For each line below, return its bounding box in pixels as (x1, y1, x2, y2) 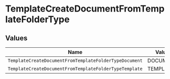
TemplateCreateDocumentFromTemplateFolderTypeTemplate (8, 66, 143, 71)
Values (5, 34, 28, 42)
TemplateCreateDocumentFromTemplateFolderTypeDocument (8, 58, 143, 63)
